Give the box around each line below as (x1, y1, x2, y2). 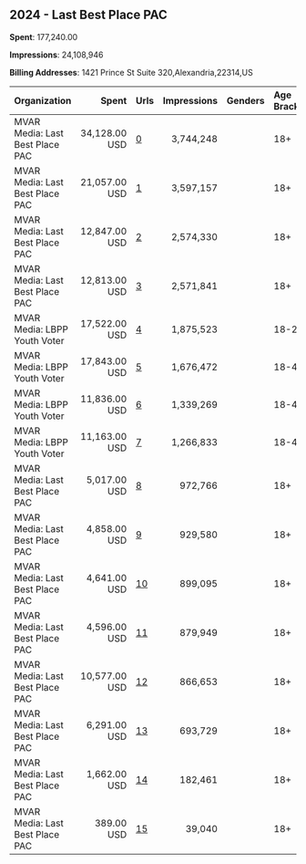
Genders (226, 94, 265, 107)
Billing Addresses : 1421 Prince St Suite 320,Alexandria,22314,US (9, 67, 253, 78)
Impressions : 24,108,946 (9, 49, 104, 60)
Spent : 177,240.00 (9, 31, 78, 42)
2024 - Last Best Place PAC (9, 7, 168, 23)
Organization (14, 94, 72, 107)
